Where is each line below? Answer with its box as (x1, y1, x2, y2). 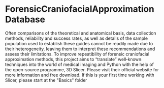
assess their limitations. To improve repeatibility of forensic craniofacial (5, 51, 150, 57)
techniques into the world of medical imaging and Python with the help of (5, 61, 154, 67)
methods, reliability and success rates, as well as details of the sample (5, 35, 148, 41)
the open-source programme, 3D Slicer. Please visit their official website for (5, 66, 159, 72)
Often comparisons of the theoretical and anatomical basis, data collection (5, 30, 157, 36)
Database (5, 14, 45, 25)
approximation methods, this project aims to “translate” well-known (5, 56, 142, 62)
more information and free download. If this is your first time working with (5, 72, 155, 78)
